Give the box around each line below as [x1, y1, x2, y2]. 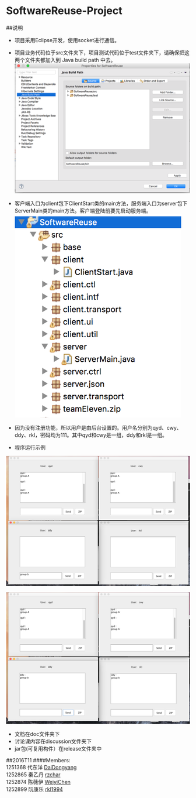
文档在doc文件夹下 [14, 731, 60, 738]
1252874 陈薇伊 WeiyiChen [6, 779, 71, 786]
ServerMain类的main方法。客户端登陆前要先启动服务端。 [14, 207, 152, 214]
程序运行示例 [14, 444, 45, 451]
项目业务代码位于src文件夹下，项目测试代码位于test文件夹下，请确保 [14, 49, 180, 56]
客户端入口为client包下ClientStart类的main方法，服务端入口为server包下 [14, 200, 188, 207]
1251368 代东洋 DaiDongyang [6, 764, 77, 771]
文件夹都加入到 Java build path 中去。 [24, 56, 116, 63]
